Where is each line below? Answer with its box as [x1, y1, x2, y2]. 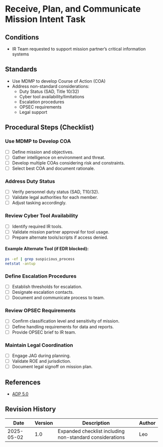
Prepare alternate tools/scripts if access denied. [12, 234, 108, 240]
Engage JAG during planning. [12, 353, 71, 358]
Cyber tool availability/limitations [19, 93, 84, 99]
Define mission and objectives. [12, 149, 74, 155]
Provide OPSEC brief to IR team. [12, 329, 77, 335]
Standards [5, 65, 37, 73]
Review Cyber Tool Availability [5, 213, 79, 219]
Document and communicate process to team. [12, 295, 105, 301]
